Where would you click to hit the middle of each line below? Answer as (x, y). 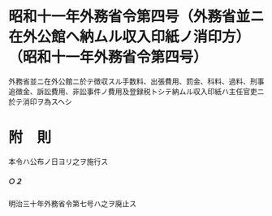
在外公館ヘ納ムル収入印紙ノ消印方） (130, 37)
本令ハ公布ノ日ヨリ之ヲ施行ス (58, 161)
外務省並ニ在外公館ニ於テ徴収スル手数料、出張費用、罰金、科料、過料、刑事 (136, 81)
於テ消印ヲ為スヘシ (41, 102)
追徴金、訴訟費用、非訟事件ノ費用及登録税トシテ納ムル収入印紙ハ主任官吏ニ (136, 91)
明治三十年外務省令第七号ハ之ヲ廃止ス (72, 203)
